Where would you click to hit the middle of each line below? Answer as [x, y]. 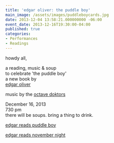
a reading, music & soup [31, 68]
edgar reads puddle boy [31, 125]
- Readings [17, 44]
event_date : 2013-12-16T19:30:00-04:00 [48, 24]
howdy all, [16, 58]
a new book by [21, 79]
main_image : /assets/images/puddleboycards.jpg [57, 15]
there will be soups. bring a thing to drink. [49, 115]
